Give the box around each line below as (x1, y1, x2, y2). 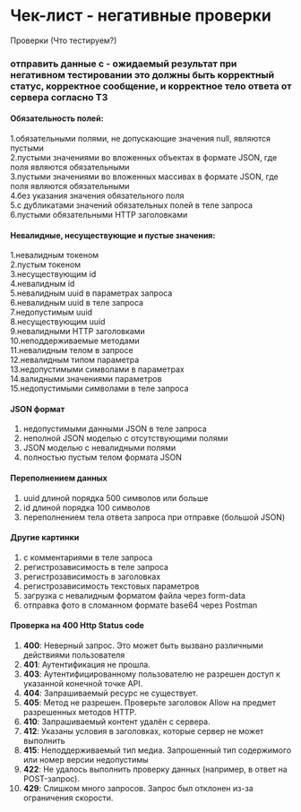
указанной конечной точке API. (22, 678, 143, 689)
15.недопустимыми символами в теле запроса (10, 383, 189, 394)
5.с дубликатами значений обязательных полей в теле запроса (10, 200, 254, 211)
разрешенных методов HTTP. (22, 707, 137, 718)
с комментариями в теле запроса (22, 552, 153, 563)
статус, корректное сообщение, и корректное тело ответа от (10, 80, 292, 92)
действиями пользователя (22, 650, 125, 661)
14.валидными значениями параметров (10, 374, 162, 384)
